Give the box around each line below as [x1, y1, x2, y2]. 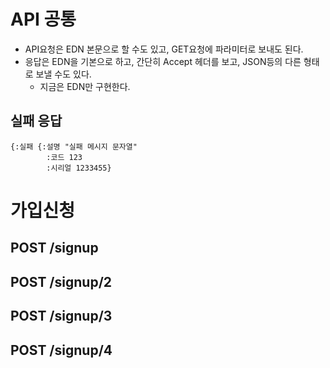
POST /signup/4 [10, 341, 113, 359]
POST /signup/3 [10, 308, 113, 325]
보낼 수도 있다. [35, 68, 92, 80]
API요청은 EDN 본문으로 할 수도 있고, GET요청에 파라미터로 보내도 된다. [24, 43, 304, 55]
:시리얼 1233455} [46, 163, 112, 173]
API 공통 [10, 8, 77, 31]
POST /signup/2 [10, 273, 113, 290]
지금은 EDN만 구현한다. [39, 80, 131, 92]
